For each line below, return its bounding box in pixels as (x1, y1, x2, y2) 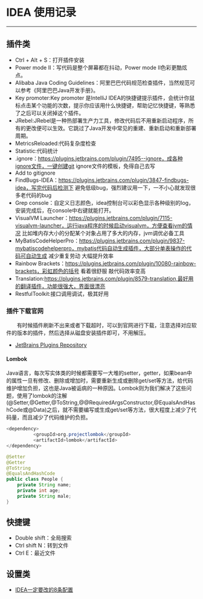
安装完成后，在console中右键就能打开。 (14, 207, 115, 214)
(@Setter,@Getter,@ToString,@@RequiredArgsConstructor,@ (6, 399, 159, 406)
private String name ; (17, 482, 71, 488)
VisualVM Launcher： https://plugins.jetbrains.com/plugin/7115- (14, 214, 173, 221)
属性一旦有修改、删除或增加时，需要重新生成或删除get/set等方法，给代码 (11, 377, 193, 384)
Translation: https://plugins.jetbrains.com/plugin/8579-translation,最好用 (14, 275, 194, 282)
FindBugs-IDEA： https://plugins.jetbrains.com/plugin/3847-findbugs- (14, 176, 189, 184)
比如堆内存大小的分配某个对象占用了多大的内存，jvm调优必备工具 (22, 229, 185, 236)
